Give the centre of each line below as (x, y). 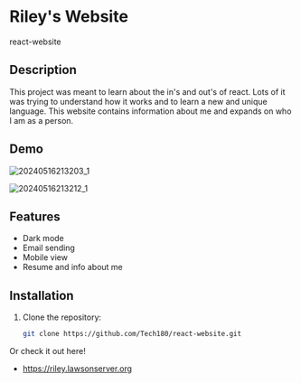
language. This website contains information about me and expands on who (150, 111)
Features (35, 216)
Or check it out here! (47, 351)
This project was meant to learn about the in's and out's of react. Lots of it (148, 91)
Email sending (48, 248)
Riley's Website (69, 17)
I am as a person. (42, 120)
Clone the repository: (62, 317)
